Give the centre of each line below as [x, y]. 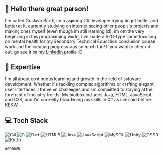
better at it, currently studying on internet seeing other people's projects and [82, 26]
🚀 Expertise [23, 67]
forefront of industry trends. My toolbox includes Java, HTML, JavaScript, [79, 94]
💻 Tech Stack [27, 121]
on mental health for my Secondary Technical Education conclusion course [80, 41]
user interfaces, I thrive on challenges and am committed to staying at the [79, 89]
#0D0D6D [13, 149]
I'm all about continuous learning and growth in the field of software [73, 79]
